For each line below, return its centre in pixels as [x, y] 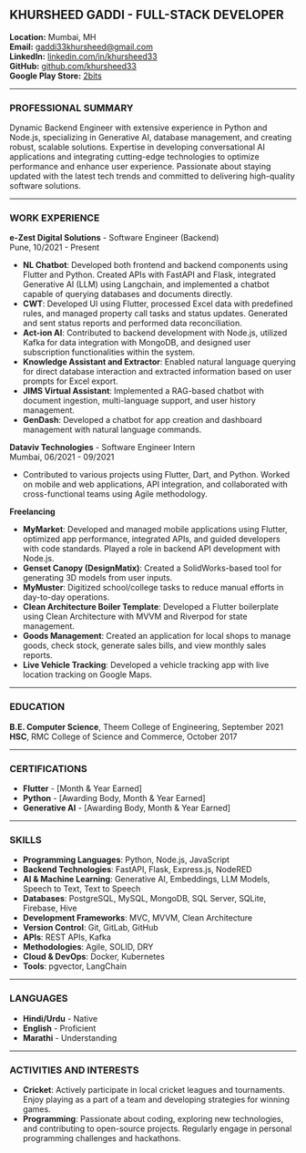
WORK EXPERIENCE [55, 218]
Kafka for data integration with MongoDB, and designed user [137, 343]
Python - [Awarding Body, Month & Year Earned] [114, 798]
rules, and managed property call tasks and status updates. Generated [155, 314]
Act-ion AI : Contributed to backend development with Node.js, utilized [155, 333]
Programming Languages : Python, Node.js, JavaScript [126, 860]
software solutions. [46, 186]
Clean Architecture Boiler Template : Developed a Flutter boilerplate [151, 607]
